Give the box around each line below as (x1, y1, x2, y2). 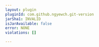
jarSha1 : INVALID (5, 16, 41, 21)
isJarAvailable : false (5, 21, 52, 26)
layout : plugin (5, 7, 37, 12)
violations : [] (5, 30, 37, 35)
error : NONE (5, 26, 30, 31)
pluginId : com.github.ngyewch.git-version (5, 12, 94, 17)
